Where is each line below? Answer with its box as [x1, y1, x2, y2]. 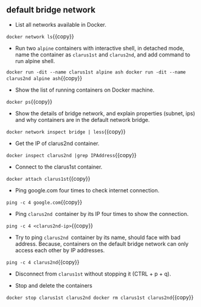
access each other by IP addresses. [15, 246, 105, 254]
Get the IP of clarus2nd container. [15, 140, 100, 147]
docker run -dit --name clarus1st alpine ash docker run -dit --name [6, 69, 186, 75]
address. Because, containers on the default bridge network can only [15, 240, 189, 248]
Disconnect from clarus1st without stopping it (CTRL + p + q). [15, 270, 171, 277]
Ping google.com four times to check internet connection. [15, 186, 160, 194]
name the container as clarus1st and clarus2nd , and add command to [15, 51, 191, 58]
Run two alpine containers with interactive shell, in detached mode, [15, 44, 185, 52]
